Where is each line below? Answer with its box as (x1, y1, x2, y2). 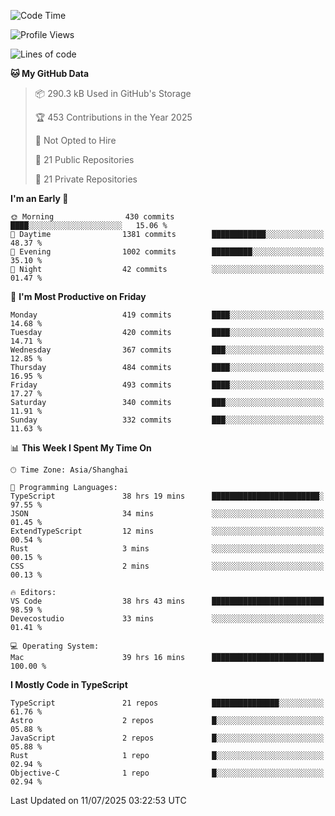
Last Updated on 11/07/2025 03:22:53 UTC (10, 795, 187, 806)
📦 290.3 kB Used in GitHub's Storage (34, 88, 192, 99)
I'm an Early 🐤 (10, 193, 69, 204)
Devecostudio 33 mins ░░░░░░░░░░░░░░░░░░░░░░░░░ (10, 614, 325, 624)
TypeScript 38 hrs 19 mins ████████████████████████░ (10, 491, 325, 501)
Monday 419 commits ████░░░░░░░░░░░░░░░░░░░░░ (10, 310, 325, 320)
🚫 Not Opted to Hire (34, 135, 117, 146)
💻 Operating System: (10, 641, 100, 651)
